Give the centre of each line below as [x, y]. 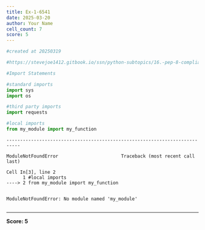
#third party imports [34, 107]
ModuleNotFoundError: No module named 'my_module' [72, 199]
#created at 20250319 [34, 52]
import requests [27, 113]
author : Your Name [30, 23]
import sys [20, 90]
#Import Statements [31, 73]
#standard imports [30, 84]
